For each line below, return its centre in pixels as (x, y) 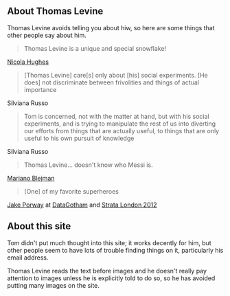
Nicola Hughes (28, 62)
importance (40, 89)
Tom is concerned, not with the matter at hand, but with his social (116, 116)
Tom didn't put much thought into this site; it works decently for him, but (109, 242)
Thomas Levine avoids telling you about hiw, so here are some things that (111, 27)
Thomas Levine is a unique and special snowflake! (95, 48)
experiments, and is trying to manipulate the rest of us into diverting (120, 124)
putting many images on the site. (53, 285)
